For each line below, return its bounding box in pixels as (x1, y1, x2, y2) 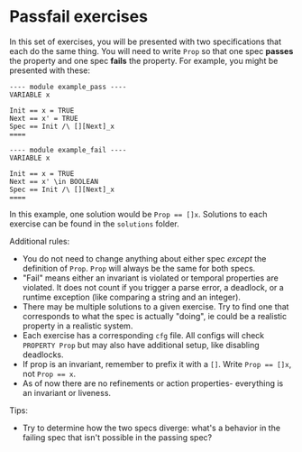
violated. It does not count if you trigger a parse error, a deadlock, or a (22, 281, 284, 292)
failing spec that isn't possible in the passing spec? (22, 431, 213, 443)
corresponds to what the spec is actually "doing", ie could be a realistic (22, 310, 288, 321)
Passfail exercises (9, 6, 149, 27)
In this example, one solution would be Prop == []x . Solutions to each (9, 208, 268, 219)
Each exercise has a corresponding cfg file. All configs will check (22, 329, 265, 340)
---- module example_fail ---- (9, 145, 127, 154)
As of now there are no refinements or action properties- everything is (22, 377, 284, 389)
